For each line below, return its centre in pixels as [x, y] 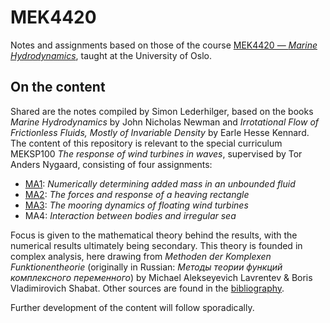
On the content [58, 87]
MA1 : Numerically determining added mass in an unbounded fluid [160, 183]
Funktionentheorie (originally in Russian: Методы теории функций [146, 267]
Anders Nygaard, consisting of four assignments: [111, 164]
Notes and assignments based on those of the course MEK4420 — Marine [164, 45]
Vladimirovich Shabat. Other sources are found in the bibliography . [147, 288]
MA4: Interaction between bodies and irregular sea [130, 215]
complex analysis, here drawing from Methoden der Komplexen [141, 256]
